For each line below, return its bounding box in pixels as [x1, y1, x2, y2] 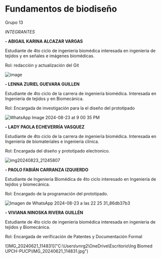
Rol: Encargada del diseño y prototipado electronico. [5, 148, 110, 154]
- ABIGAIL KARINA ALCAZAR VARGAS [5, 38, 83, 44]
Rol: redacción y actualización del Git [5, 62, 79, 68]
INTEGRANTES [5, 29, 35, 35]
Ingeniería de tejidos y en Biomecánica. [5, 96, 84, 102]
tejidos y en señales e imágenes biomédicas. [5, 52, 95, 59]
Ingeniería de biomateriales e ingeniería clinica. [5, 138, 99, 144]
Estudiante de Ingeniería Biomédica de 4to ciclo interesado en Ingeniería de [5, 176, 156, 182]
